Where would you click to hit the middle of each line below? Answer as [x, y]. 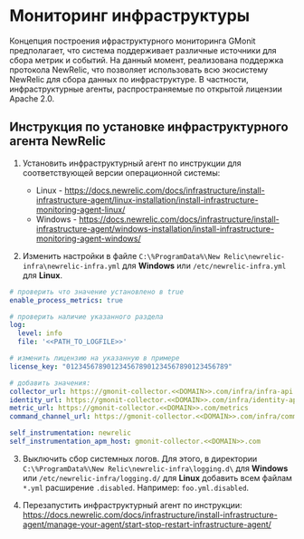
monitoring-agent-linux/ [81, 209]
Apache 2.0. [32, 98]
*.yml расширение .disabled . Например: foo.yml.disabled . [136, 487]
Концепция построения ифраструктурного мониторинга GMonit [133, 41]
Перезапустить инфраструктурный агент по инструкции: [132, 505]
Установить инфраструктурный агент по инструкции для [132, 163]
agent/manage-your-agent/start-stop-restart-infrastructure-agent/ [147, 524]
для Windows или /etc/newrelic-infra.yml [204, 265]
